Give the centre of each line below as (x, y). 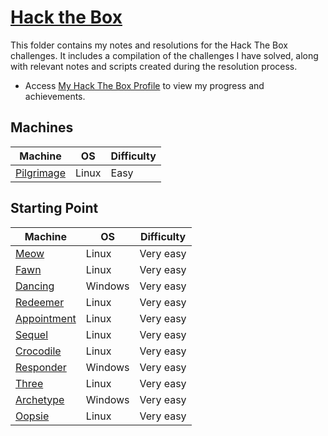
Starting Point (54, 208)
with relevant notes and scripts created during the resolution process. (154, 66)
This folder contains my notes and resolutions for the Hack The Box (149, 45)
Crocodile (38, 351)
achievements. (55, 96)
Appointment (46, 318)
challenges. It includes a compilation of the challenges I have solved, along (164, 55)
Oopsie (32, 416)
